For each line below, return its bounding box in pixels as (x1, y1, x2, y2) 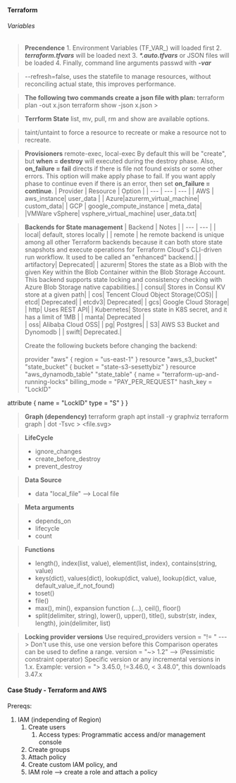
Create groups (27, 746, 70, 753)
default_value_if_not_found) (35, 581, 115, 590)
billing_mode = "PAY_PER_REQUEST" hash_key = (69, 377, 213, 386)
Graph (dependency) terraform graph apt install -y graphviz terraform (24, 412, 229, 421)
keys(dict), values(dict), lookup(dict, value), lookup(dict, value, (35, 574, 217, 582)
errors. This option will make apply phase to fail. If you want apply (24, 171, 216, 180)
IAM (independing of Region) (17, 715, 102, 724)
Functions (24, 545, 55, 553)
